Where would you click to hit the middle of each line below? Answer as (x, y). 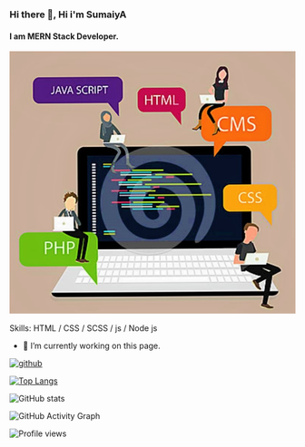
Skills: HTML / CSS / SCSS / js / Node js (84, 328)
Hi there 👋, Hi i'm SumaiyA (68, 15)
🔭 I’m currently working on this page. (91, 346)
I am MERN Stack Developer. (64, 36)
